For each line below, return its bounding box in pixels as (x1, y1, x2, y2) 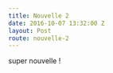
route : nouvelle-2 (8, 34, 69, 43)
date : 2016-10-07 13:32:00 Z (8, 19, 105, 27)
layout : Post (8, 26, 52, 34)
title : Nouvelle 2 (8, 11, 69, 20)
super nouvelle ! (8, 56, 61, 66)
